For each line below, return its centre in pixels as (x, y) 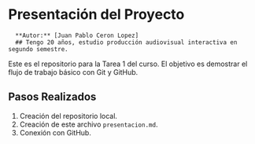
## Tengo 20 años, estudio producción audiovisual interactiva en (126, 42)
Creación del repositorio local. (68, 116)
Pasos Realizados (52, 97)
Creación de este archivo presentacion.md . (89, 124)
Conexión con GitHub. (55, 132)
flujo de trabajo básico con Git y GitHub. (73, 72)
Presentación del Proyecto (96, 15)
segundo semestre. (38, 49)
